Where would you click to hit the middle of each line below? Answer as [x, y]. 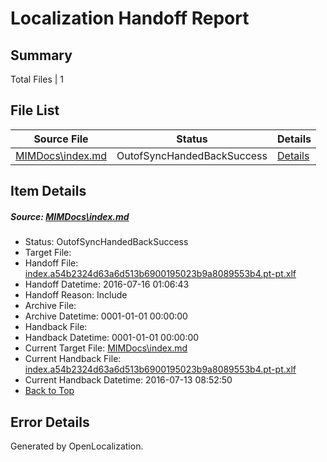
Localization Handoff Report [130, 18]
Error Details [50, 422]
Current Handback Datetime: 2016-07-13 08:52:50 [128, 380]
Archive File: [50, 306]
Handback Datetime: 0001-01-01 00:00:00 [112, 338]
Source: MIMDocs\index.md [70, 216]
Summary [41, 55]
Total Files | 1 [37, 79]
